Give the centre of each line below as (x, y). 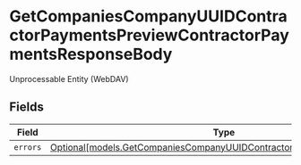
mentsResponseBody (91, 54)
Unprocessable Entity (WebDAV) (69, 78)
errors (28, 147)
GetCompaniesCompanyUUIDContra (149, 16)
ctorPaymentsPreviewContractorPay (149, 35)
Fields (27, 107)
